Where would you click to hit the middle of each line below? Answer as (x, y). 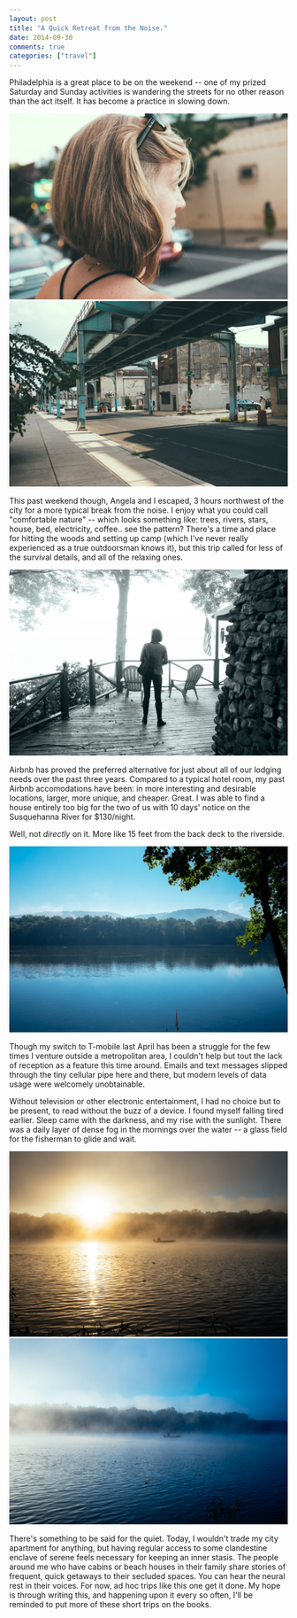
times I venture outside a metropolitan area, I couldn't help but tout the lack (146, 1056)
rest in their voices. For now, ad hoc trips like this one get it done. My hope (145, 1586)
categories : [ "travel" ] (53, 56)
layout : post (33, 19)
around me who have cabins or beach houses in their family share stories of (148, 1567)
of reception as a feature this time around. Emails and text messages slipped (148, 1065)
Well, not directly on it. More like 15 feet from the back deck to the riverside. (147, 834)
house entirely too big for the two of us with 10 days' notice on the (129, 808)
